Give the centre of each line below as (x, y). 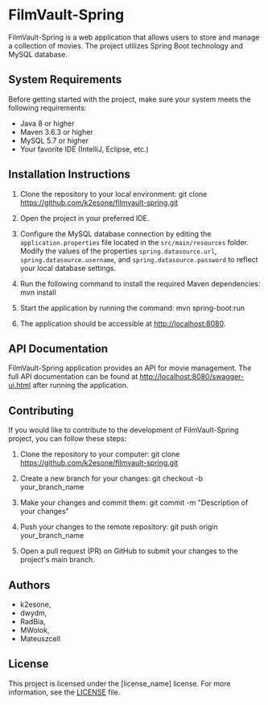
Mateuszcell (40, 638)
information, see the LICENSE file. (64, 692)
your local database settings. (68, 268)
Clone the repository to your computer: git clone (100, 454)
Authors (29, 585)
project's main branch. (57, 560)
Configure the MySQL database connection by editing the (115, 234)
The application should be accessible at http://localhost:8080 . (123, 323)
